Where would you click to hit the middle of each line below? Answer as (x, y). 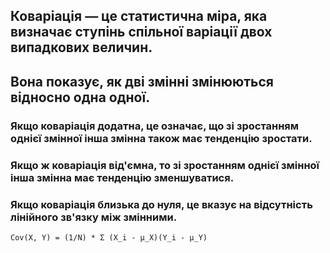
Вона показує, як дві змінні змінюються (142, 81)
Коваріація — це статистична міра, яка (139, 16)
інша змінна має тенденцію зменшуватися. (122, 177)
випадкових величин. (81, 47)
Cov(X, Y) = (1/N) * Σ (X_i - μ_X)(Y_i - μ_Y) (109, 237)
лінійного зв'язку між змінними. (94, 217)
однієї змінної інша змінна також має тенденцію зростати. (161, 138)
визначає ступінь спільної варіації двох (141, 32)
